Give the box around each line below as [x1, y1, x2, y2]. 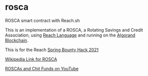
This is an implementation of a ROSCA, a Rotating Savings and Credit [5, 27, 143, 33]
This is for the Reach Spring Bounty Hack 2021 [5, 47, 99, 53]
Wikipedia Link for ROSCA [5, 56, 57, 62]
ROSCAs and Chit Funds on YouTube [5, 65, 79, 72]
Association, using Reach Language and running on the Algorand [5, 32, 135, 38]
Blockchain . [5, 37, 29, 43]
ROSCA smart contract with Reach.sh [5, 18, 80, 23]
